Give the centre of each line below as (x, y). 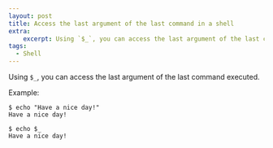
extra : (19, 31)
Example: (24, 93)
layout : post (30, 16)
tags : (17, 46)
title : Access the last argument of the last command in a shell (121, 24)
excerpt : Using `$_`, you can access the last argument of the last (141, 39)
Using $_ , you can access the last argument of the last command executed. (134, 77)
